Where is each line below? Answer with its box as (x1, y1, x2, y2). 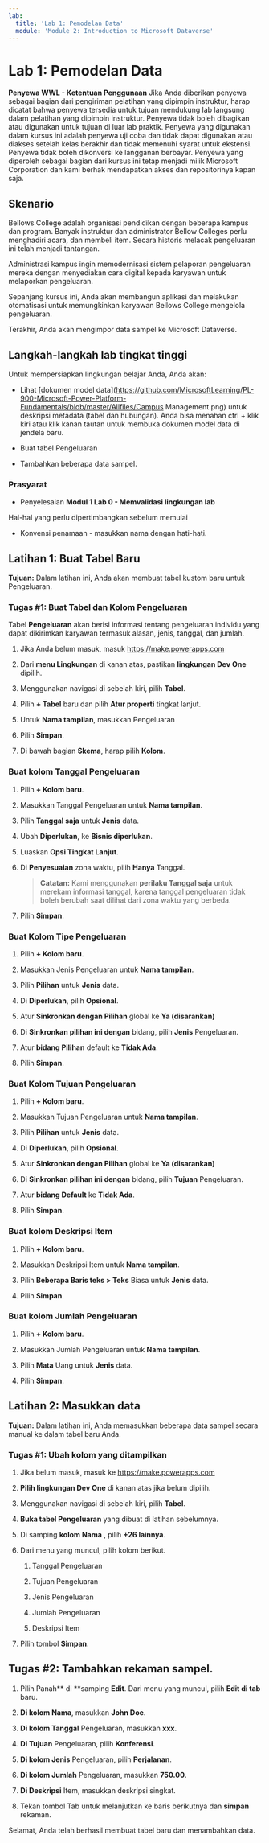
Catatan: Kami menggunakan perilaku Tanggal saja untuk (39, 878, 233, 887)
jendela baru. (19, 427, 64, 437)
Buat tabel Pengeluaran (19, 443, 98, 453)
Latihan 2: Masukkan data (8, 1399, 141, 1413)
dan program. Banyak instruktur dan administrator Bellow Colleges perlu (8, 227, 247, 237)
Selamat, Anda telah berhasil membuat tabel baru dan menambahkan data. (8, 1825, 255, 1835)
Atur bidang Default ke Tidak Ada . (19, 1190, 135, 1199)
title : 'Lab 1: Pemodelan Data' (15, 19, 124, 27)
